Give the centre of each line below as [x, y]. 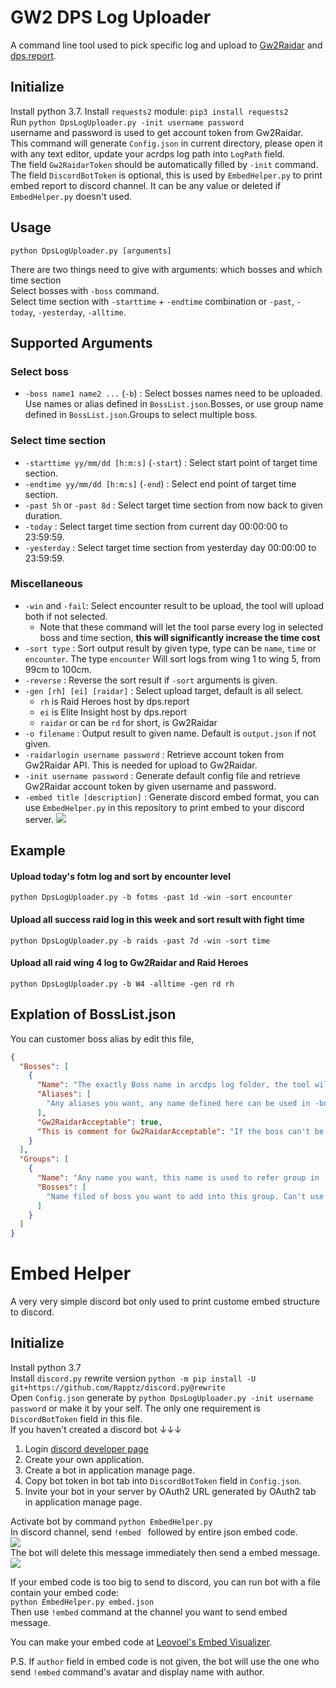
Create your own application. [84, 1459]
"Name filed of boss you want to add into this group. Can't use [185, 1196]
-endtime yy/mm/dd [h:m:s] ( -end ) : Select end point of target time [160, 483]
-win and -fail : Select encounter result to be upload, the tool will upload [174, 605]
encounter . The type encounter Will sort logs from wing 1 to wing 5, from [173, 658]
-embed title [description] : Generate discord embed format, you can [172, 797]
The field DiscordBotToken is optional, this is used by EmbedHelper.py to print [166, 175]
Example [38, 851]
